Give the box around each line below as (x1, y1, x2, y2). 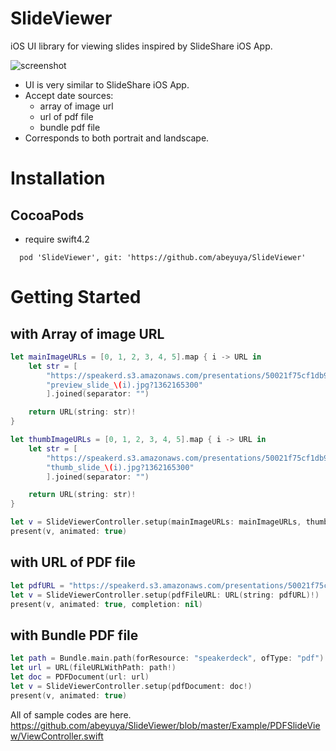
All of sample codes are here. (10, 708, 132, 721)
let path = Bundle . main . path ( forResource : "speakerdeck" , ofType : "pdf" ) (10, 653, 325, 664)
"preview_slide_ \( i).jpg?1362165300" (46, 380, 203, 390)
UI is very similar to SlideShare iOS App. (24, 78, 190, 91)
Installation (10, 167, 106, 190)
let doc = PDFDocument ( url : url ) (10, 672, 150, 682)
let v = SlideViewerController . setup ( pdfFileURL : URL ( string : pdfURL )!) (10, 590, 320, 600)
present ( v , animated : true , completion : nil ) (10, 599, 203, 609)
